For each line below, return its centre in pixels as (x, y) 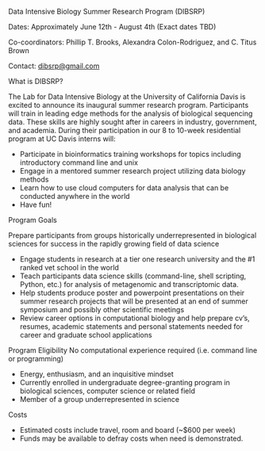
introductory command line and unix (79, 162)
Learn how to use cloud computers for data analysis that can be (124, 188)
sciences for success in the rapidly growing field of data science (114, 244)
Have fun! (36, 204)
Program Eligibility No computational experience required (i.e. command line (133, 350)
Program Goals (33, 220)
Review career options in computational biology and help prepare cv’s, (134, 318)
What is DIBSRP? (36, 81)
